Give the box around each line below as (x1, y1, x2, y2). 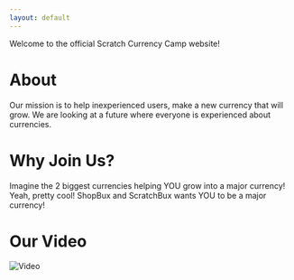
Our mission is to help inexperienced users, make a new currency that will (9, 99, 284, 110)
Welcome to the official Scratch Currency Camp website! (9, 38, 221, 49)
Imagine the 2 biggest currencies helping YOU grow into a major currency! (9, 180, 286, 191)
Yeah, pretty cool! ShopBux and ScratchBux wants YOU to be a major (9, 190, 267, 201)
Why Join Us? (9, 150, 115, 171)
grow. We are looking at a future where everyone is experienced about (9, 109, 271, 120)
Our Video (9, 231, 87, 251)
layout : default (9, 13, 70, 23)
